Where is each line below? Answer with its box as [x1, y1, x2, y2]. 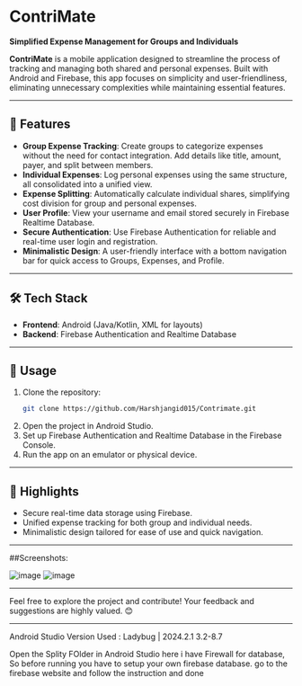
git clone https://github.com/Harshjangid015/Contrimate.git [22, 405, 257, 414]
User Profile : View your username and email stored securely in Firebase [22, 207, 289, 218]
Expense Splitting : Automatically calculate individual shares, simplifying [22, 188, 290, 199]
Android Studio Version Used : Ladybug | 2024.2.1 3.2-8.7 [9, 631, 223, 642]
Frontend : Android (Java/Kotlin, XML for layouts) [22, 319, 204, 330]
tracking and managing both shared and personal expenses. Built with [9, 63, 269, 74]
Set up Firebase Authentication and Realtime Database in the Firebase [22, 430, 282, 441]
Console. [22, 440, 57, 450]
